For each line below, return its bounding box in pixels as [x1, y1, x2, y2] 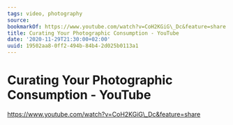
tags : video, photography [7, 10, 82, 17]
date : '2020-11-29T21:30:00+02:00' [7, 36, 111, 43]
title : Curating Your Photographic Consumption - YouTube [7, 29, 179, 37]
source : [7, 17, 30, 24]
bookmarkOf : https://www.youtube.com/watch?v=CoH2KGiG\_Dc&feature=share [7, 23, 227, 30]
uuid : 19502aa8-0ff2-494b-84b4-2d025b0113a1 [7, 42, 139, 49]
